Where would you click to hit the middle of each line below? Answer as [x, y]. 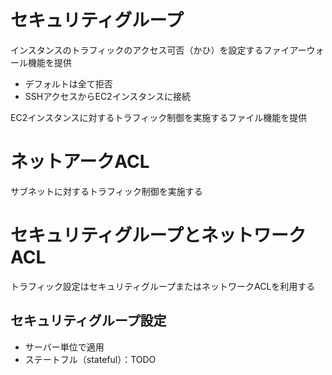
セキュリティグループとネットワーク [158, 235]
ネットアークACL [80, 162]
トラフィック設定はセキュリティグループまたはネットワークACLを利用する [163, 286]
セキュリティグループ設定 [88, 321]
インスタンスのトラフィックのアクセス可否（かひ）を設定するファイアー [158, 50]
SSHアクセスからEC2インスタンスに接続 [108, 96]
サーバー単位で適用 [64, 347]
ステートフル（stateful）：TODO [90, 359]
